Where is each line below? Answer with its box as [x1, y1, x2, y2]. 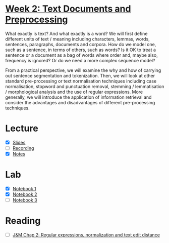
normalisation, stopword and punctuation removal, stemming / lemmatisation [5, 83, 164, 89]
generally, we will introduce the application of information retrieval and [5, 94, 152, 100]
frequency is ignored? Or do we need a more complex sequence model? [5, 57, 155, 63]
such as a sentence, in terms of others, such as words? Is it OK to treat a [5, 47, 156, 53]
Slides [12, 139, 26, 145]
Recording [12, 145, 34, 151]
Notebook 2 [12, 191, 37, 197]
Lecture [5, 123, 39, 134]
